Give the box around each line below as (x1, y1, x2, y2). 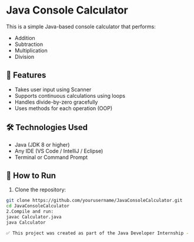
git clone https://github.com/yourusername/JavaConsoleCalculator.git (6, 198, 183, 204)
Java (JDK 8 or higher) (14, 141, 70, 148)
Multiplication (14, 47, 48, 54)
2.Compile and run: (6, 208, 54, 215)
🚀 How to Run (6, 170, 56, 180)
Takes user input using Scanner (14, 86, 92, 93)
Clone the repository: (14, 186, 66, 193)
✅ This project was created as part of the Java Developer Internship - (6, 230, 189, 236)
